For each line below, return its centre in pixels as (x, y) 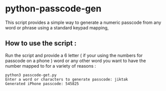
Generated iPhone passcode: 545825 (42, 84)
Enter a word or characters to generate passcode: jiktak (67, 79)
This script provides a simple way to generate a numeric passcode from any (83, 22)
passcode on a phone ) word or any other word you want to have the (76, 61)
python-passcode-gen (53, 9)
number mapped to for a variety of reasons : (51, 66)
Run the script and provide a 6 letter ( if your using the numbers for (74, 55)
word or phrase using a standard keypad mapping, (57, 27)
